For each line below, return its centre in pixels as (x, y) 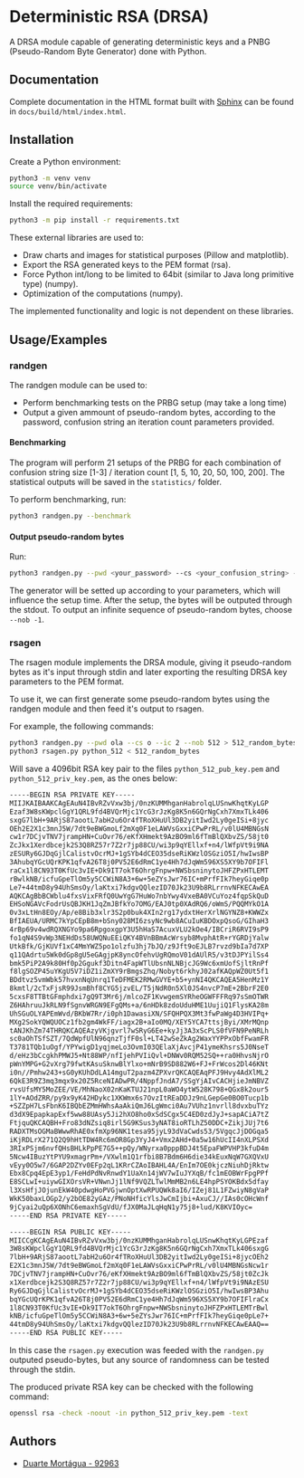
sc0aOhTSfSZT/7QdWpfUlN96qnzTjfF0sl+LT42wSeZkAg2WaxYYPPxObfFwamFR (139, 1039)
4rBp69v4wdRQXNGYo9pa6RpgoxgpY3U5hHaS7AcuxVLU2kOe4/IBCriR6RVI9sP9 (139, 930)
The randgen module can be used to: (78, 385)
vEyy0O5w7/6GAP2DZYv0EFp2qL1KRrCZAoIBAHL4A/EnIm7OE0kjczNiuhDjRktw (139, 1165)
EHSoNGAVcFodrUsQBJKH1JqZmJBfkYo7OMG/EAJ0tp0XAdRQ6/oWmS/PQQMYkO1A (139, 904)
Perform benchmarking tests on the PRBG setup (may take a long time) (155, 402)
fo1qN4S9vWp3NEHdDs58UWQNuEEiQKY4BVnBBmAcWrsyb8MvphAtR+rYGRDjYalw (139, 938)
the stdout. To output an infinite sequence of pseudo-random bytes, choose (151, 610)
